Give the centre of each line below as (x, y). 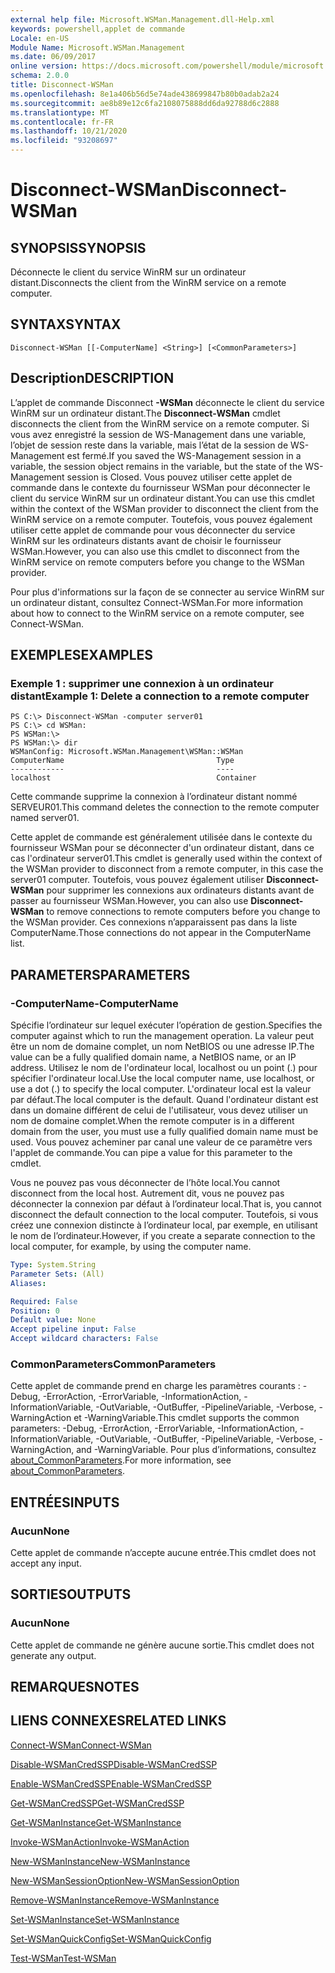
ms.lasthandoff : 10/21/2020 (69, 131)
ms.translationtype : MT (60, 112)
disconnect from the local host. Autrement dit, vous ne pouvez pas (147, 1193)
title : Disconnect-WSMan (62, 85)
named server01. (45, 818)
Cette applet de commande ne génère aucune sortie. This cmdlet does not (162, 1645)
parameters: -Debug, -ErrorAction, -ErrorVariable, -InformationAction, (154, 1428)
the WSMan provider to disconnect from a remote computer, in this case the (167, 869)
